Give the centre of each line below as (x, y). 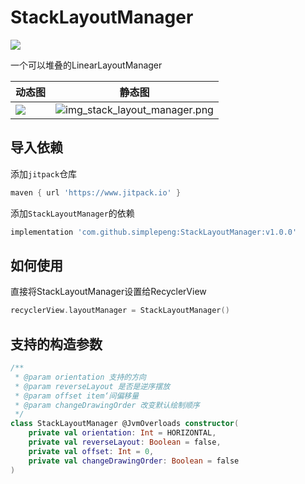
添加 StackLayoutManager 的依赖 (72, 213)
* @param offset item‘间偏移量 (77, 396)
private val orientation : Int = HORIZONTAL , (122, 433)
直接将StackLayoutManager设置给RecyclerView (108, 292)
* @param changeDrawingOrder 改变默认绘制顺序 (107, 405)
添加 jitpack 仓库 (44, 173)
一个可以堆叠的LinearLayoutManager (86, 65)
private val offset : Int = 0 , (91, 451)
